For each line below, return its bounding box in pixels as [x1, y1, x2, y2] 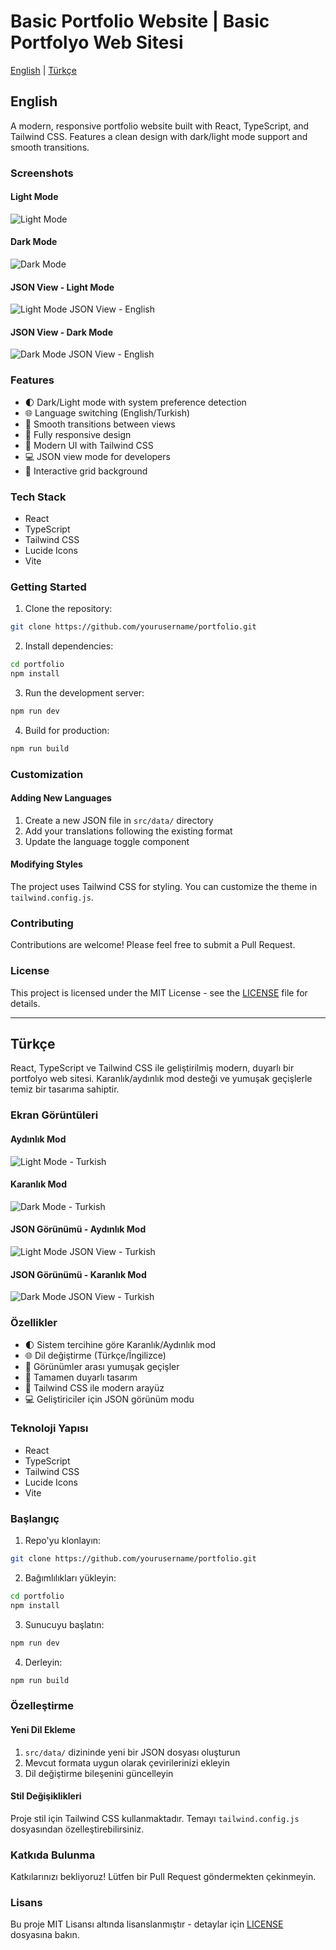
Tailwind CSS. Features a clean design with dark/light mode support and [10, 130, 308, 142]
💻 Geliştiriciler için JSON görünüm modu [24, 1393, 195, 1405]
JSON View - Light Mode [10, 281, 115, 293]
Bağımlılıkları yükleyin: [24, 1571, 117, 1584]
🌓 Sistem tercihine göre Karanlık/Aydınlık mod [24, 1338, 217, 1350]
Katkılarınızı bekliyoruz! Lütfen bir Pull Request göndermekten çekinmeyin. [10, 1871, 317, 1883]
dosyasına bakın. [10, 1929, 80, 1941]
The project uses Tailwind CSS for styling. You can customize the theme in [10, 881, 318, 893]
